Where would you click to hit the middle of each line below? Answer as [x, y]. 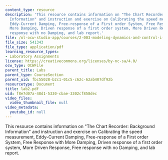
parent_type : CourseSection [34, 75]
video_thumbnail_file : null [39, 103]
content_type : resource [30, 10]
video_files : [19, 98]
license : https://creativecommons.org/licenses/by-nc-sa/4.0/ [71, 61]
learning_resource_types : [32, 51]
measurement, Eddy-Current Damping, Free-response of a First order [77, 137]
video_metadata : [22, 107]
